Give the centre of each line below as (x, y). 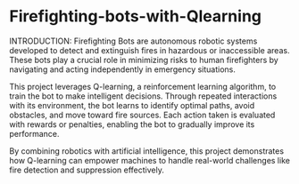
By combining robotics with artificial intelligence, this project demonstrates (146, 151)
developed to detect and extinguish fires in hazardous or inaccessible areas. (149, 50)
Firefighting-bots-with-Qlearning (135, 16)
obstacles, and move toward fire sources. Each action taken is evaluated (142, 115)
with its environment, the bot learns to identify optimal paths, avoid (132, 105)
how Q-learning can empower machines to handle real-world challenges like (149, 160)
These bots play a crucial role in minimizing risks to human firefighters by (144, 60)
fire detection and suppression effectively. (87, 170)
